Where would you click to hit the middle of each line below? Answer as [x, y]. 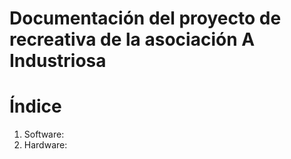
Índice [35, 106]
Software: [44, 134]
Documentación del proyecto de [145, 18]
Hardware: [45, 145]
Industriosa [58, 61]
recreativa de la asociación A [132, 39]
